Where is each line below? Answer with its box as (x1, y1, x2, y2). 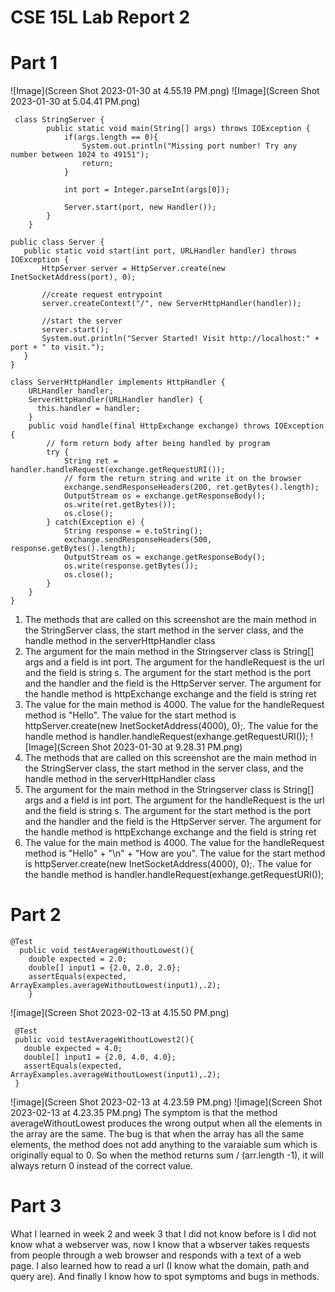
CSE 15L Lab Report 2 (10, 6, 191, 29)
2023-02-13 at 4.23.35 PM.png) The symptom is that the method (10, 1107, 278, 1119)
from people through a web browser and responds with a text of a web (10, 1249, 302, 1261)
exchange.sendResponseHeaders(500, (63, 535, 213, 545)
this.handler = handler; (36, 404, 141, 414)
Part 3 (10, 1195, 62, 1218)
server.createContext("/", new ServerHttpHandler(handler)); (41, 299, 302, 309)
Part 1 (10, 52, 58, 75)
